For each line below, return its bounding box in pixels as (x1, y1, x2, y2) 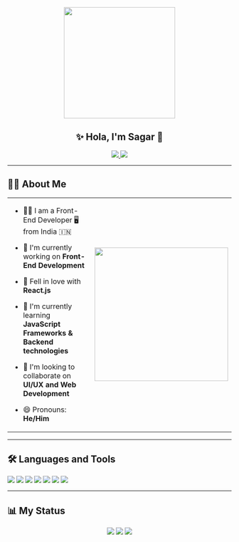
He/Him (23, 413, 50, 423)
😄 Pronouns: (23, 405, 67, 415)
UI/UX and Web (23, 380, 77, 390)
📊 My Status (7, 504, 65, 516)
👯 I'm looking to (23, 362, 75, 372)
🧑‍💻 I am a (23, 205, 55, 215)
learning (23, 310, 51, 320)
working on (23, 251, 61, 261)
